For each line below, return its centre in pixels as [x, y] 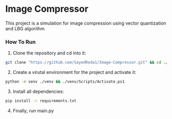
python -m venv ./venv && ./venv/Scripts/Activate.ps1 [65, 82]
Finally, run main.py [33, 110]
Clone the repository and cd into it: [49, 53]
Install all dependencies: [38, 91]
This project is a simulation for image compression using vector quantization [86, 23]
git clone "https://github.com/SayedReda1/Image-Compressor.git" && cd [83, 63]
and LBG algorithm [25, 28]
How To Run [20, 42]
